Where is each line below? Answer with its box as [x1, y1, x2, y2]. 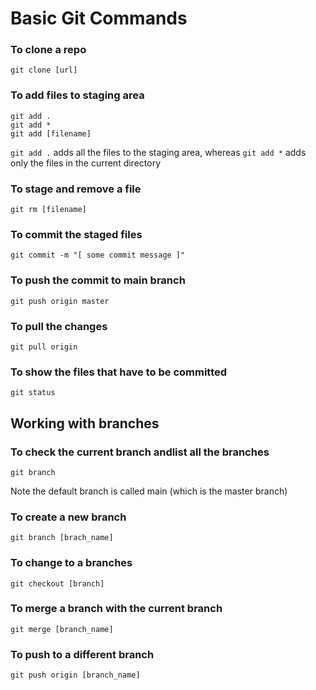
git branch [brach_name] [10, 533, 114, 543]
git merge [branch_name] [10, 624, 114, 634]
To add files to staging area [10, 88, 145, 102]
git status [10, 388, 56, 398]
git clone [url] [10, 65, 78, 76]
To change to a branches [10, 556, 133, 570]
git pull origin [10, 342, 78, 352]
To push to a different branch [10, 647, 155, 661]
